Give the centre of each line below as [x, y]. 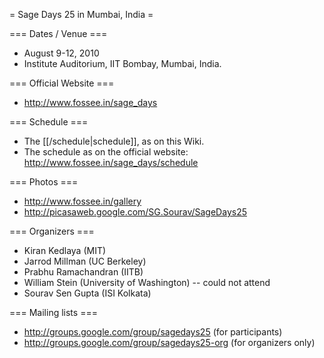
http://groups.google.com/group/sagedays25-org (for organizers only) [169, 342]
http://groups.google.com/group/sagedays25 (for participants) [153, 332]
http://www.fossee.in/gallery [82, 201]
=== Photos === [44, 182]
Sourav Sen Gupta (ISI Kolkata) [87, 293]
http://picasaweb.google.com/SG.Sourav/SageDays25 [135, 212]
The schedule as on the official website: [106, 152]
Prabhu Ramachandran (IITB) [83, 272]
